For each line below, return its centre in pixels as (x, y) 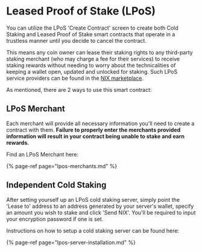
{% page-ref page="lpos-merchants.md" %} (62, 166)
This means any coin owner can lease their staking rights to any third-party (99, 52)
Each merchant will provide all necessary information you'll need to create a (100, 123)
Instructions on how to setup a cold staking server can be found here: (93, 230)
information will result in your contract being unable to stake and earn (96, 136)
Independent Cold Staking (56, 185)
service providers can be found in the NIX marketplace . (75, 78)
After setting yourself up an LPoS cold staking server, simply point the (93, 199)
